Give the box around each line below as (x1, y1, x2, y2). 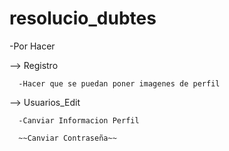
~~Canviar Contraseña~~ (18, 133, 117, 143)
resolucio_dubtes (9, 7, 157, 30)
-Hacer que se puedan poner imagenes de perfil (18, 78, 221, 89)
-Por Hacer (9, 40, 56, 52)
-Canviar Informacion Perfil (18, 115, 140, 126)
